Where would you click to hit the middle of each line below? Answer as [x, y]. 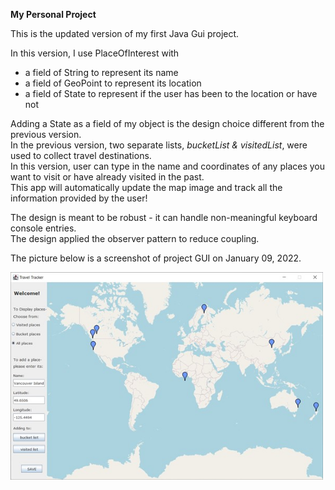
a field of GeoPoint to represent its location [113, 83]
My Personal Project [53, 14]
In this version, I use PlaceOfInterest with [95, 53]
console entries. [43, 228]
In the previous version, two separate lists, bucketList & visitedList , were [159, 145]
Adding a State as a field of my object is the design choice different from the [167, 123]
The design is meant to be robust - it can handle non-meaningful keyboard [164, 217]
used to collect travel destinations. [81, 155]
